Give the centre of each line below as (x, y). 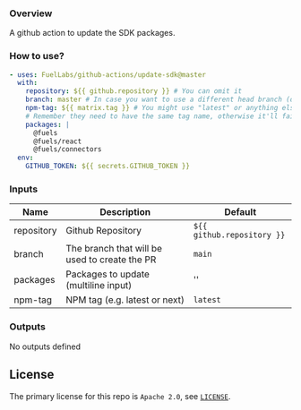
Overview (31, 13)
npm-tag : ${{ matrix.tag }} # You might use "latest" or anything (152, 108)
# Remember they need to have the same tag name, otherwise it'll (152, 116)
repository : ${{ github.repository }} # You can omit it (134, 91)
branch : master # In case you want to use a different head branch (154, 100)
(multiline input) (99, 286)
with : (28, 83)
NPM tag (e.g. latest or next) (125, 300)
